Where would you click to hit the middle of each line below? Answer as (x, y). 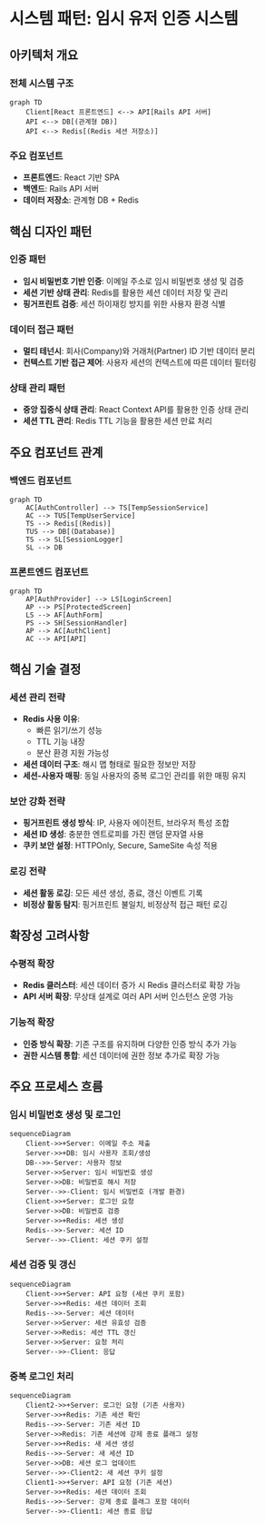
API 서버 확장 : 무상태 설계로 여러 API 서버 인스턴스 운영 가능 (128, 996)
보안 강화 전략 (38, 802)
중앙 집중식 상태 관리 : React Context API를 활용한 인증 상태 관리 (136, 410)
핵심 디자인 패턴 (51, 231)
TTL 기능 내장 (60, 742)
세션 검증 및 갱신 (43, 1265)
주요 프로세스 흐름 (56, 1087)
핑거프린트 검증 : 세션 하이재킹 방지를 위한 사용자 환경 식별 (124, 303)
